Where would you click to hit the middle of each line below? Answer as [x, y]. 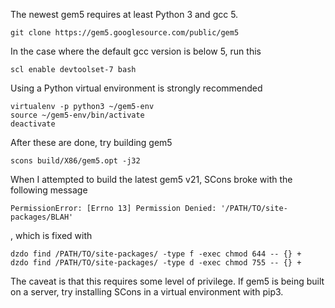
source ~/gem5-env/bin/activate [77, 115]
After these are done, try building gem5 [91, 142]
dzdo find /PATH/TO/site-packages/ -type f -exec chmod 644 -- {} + [156, 254]
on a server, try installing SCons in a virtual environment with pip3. [147, 292]
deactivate [33, 124]
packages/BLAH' [42, 217]
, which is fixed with [51, 235]
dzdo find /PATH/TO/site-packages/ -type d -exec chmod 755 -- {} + [156, 263]
